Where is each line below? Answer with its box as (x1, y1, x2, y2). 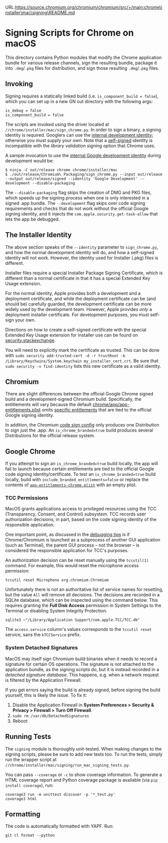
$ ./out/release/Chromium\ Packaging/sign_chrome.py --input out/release (5, 172, 163, 177)
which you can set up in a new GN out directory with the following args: (5, 98, 153, 104)
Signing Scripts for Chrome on (5, 27, 134, 39)
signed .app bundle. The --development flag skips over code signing (5, 200, 145, 206)
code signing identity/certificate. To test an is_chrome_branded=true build (5, 471, 156, 477)
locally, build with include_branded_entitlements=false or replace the (5, 477, 149, 483)
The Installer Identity (5, 231, 72, 239)
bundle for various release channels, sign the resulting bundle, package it (5, 60, 157, 66)
